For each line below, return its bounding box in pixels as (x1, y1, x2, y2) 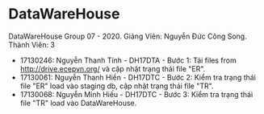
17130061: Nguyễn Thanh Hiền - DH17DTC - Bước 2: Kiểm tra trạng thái (19, 72, 257, 82)
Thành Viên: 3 (8, 39, 55, 49)
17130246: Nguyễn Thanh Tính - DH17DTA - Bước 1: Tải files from (19, 55, 237, 65)
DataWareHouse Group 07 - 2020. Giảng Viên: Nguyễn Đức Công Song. (8, 31, 248, 41)
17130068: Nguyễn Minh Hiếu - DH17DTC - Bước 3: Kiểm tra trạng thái (19, 89, 254, 99)
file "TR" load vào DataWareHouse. (19, 98, 137, 108)
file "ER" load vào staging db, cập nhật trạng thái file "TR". (19, 81, 214, 91)
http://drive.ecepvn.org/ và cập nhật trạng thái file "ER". (19, 63, 206, 73)
